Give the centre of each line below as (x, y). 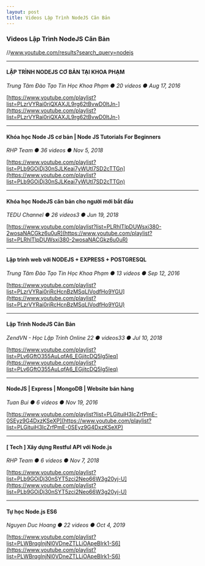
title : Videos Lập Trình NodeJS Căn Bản (59, 18)
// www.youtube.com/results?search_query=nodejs (70, 52)
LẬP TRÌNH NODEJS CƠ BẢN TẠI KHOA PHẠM (66, 72)
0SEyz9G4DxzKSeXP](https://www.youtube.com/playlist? (79, 421)
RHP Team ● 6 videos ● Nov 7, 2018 (53, 461)
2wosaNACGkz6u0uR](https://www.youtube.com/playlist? (79, 233)
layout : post (23, 12)
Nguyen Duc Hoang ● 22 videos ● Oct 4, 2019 (66, 525)
